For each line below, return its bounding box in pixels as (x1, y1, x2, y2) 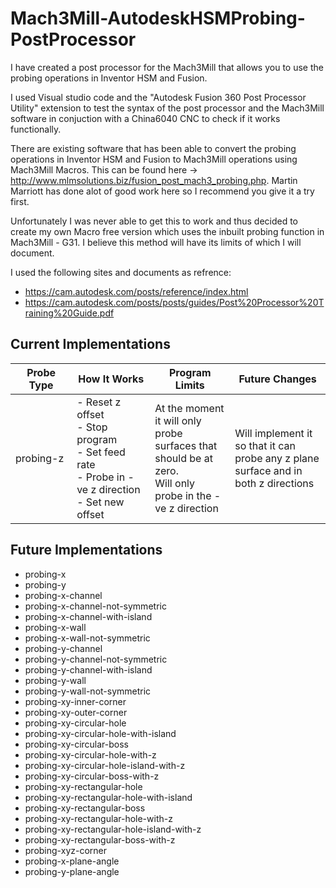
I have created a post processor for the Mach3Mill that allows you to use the (10, 61, 324, 73)
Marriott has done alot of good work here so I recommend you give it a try (10, 185, 315, 197)
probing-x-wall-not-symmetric (24, 632, 151, 644)
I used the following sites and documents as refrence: (10, 266, 232, 278)
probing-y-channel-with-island (24, 663, 153, 676)
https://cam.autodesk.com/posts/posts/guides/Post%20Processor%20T (24, 296, 325, 308)
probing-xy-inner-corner (24, 695, 127, 707)
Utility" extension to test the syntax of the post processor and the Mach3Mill (10, 102, 325, 114)
